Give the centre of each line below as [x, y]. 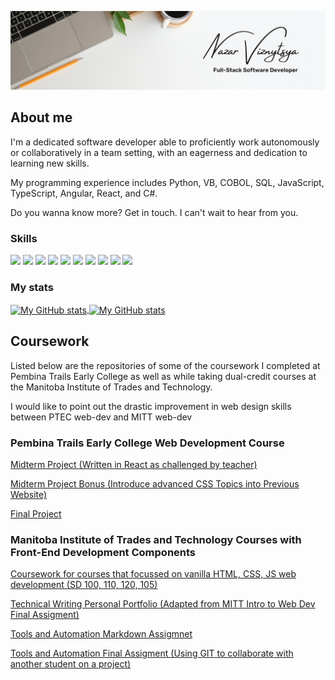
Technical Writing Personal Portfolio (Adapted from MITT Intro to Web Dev [163, 604]
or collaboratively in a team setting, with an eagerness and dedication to [159, 152]
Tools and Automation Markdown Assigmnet [101, 634]
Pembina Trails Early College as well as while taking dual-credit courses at [163, 376]
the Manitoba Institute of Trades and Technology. [111, 387]
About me [41, 117]
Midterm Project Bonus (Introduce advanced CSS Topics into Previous [155, 484]
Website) [29, 495]
